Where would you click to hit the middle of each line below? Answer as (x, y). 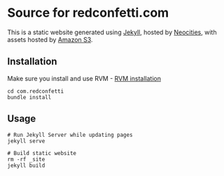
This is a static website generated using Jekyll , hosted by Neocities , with (112, 32)
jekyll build (26, 166)
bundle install (29, 97)
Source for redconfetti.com (88, 13)
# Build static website (42, 153)
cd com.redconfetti (36, 91)
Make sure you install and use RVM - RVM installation (84, 78)
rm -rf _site (26, 159)
